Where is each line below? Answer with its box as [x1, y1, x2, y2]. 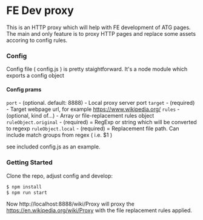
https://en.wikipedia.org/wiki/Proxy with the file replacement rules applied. [6, 207, 193, 214]
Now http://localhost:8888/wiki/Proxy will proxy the [6, 201, 135, 208]
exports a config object [6, 72, 65, 79]
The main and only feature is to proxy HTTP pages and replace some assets [6, 30, 196, 37]
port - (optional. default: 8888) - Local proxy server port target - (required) [6, 99, 195, 107]
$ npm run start [6, 189, 47, 196]
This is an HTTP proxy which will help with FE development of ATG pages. [6, 24, 191, 31]
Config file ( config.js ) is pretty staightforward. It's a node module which [6, 65, 188, 73]
